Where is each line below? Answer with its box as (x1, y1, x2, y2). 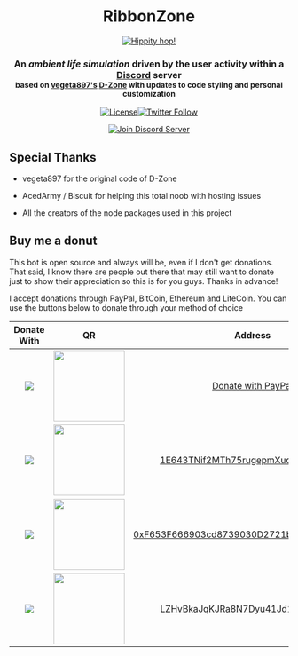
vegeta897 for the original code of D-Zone (21, 173, 177, 184)
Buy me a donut (9, 233, 98, 249)
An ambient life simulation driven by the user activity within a (13, 58, 285, 70)
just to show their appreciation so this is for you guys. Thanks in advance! (9, 275, 278, 286)
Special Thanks (9, 149, 97, 165)
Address (233, 328, 271, 341)
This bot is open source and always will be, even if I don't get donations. (9, 257, 273, 267)
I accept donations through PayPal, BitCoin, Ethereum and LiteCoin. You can (9, 293, 287, 304)
